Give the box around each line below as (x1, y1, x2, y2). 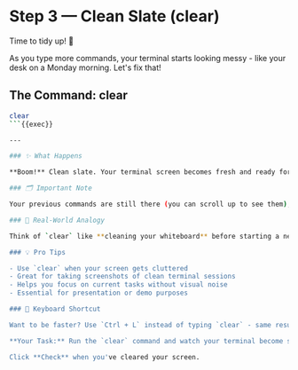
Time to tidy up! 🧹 (9, 35, 74, 46)
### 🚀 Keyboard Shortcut (9, 304, 101, 313)
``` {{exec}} (9, 120, 53, 129)
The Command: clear (9, 88, 129, 103)
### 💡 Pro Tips (9, 248, 67, 256)
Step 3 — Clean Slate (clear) (9, 6, 220, 27)
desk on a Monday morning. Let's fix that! (9, 62, 161, 73)
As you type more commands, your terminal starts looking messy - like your (9, 52, 286, 63)
